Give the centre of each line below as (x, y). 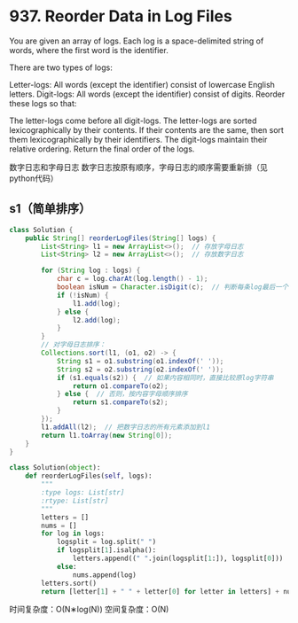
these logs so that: (43, 103)
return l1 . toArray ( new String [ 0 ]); (107, 435)
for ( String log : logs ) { (91, 271)
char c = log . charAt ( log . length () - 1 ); (132, 279)
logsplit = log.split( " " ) (106, 542)
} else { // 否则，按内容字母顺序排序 (122, 394)
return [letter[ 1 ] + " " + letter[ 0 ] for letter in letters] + (160, 591)
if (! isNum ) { (82, 295)
